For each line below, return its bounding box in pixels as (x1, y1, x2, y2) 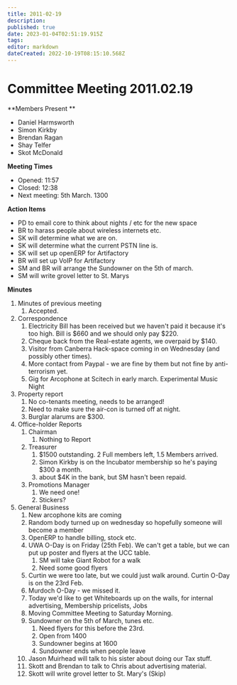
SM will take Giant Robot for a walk (38, 556, 141, 564)
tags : (7, 37, 23, 44)
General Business (17, 503, 70, 511)
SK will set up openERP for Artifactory (17, 248, 129, 257)
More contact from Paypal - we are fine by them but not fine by (28, 359, 214, 368)
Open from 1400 (38, 631, 87, 640)
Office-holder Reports (17, 420, 82, 428)
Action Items (7, 204, 46, 213)
